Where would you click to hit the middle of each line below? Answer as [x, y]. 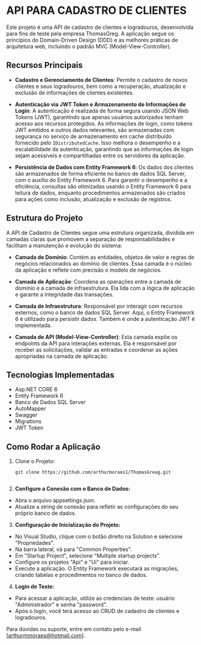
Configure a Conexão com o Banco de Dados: [73, 489]
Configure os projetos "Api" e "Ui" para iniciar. [72, 562]
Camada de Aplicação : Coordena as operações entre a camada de [98, 281]
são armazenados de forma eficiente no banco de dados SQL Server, [100, 173]
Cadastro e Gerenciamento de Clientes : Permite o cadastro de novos [101, 79]
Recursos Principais [44, 65]
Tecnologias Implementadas [61, 375]
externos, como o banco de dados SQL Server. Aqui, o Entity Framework [105, 312]
